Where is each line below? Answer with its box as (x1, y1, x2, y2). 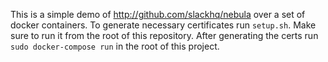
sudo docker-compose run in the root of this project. (10, 40, 220, 52)
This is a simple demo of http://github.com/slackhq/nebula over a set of (10, 9, 306, 20)
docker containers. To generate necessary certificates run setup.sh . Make (10, 19, 317, 31)
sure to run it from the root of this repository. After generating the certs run (10, 30, 319, 41)
